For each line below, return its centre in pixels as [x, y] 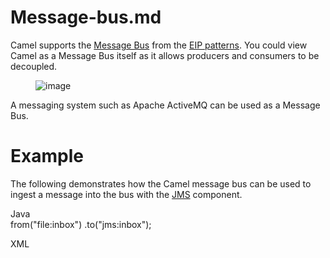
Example [47, 156]
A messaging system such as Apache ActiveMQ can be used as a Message [165, 105]
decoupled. [34, 66]
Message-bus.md [86, 17]
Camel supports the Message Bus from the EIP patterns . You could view [159, 45]
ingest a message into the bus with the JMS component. [126, 194]
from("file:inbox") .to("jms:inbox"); [81, 224]
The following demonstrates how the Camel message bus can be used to [161, 183]
